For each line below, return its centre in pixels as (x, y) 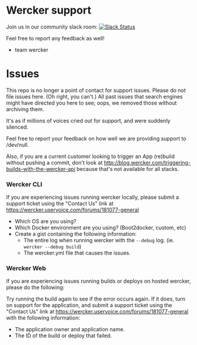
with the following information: (43, 318)
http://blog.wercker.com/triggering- (147, 162)
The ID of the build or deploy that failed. (63, 335)
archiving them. (25, 109)
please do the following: (35, 287)
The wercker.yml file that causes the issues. (77, 253)
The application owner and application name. (70, 330)
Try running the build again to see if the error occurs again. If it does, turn (96, 299)
